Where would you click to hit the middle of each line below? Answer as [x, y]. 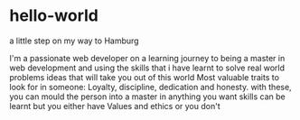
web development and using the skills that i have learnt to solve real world [147, 68]
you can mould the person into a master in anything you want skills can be [148, 97]
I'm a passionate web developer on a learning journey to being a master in [147, 58]
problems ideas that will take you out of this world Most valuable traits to [145, 77]
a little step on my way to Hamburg [74, 41]
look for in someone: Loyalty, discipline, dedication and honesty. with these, [150, 87]
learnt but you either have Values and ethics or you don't [115, 106]
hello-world [54, 16]
